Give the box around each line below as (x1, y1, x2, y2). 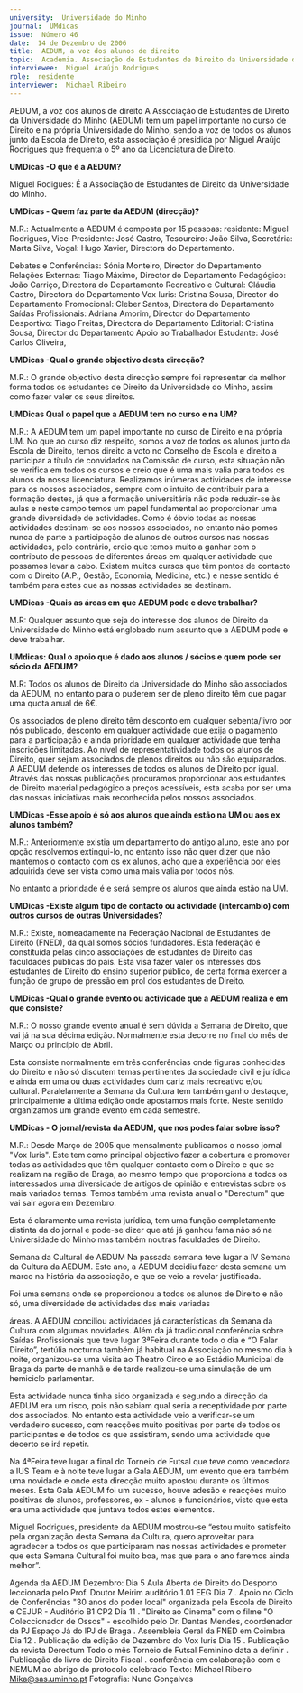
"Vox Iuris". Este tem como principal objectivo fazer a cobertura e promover (9, 1149, 290, 1160)
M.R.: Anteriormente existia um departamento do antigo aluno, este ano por (9, 837, 290, 847)
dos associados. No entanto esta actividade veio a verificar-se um (9, 1409, 255, 1420)
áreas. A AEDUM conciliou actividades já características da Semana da (9, 1315, 273, 1326)
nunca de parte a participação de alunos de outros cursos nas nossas (9, 531, 269, 542)
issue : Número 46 (9, 30, 78, 39)
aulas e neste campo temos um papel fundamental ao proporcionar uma (9, 502, 278, 513)
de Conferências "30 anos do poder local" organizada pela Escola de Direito (9, 1596, 293, 1607)
